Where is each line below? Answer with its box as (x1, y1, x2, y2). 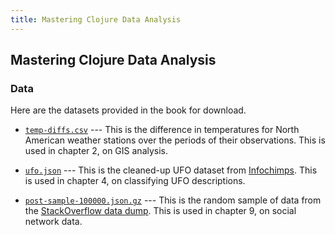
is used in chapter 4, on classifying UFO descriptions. (24, 175, 246, 187)
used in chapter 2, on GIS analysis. (24, 145, 169, 157)
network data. (24, 216, 83, 228)
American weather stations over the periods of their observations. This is (24, 134, 326, 146)
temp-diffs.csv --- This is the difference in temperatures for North (24, 124, 300, 136)
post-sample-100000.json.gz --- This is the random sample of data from (24, 194, 322, 206)
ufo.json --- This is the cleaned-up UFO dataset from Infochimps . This (24, 164, 318, 176)
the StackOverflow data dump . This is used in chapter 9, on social (24, 205, 297, 217)
